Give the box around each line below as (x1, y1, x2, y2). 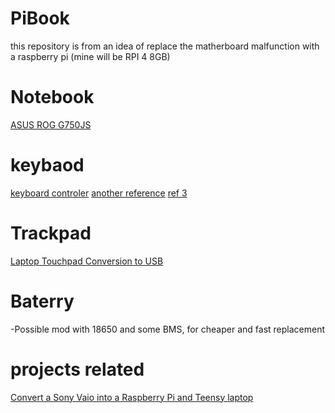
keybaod (10, 154, 85, 177)
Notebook (10, 86, 95, 109)
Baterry (10, 290, 75, 312)
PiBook (10, 7, 70, 30)
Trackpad (10, 222, 92, 244)
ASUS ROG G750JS (10, 118, 92, 131)
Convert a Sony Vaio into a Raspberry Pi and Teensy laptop (10, 391, 254, 403)
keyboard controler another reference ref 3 (10, 187, 188, 199)
